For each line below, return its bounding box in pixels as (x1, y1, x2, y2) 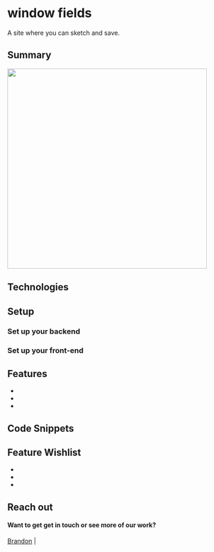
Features (7, 368, 47, 380)
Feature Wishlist (7, 446, 81, 458)
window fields (7, 5, 92, 21)
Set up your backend (7, 327, 80, 336)
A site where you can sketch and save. (7, 28, 120, 37)
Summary (7, 49, 52, 61)
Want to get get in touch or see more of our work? (7, 521, 157, 529)
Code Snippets (7, 422, 74, 435)
